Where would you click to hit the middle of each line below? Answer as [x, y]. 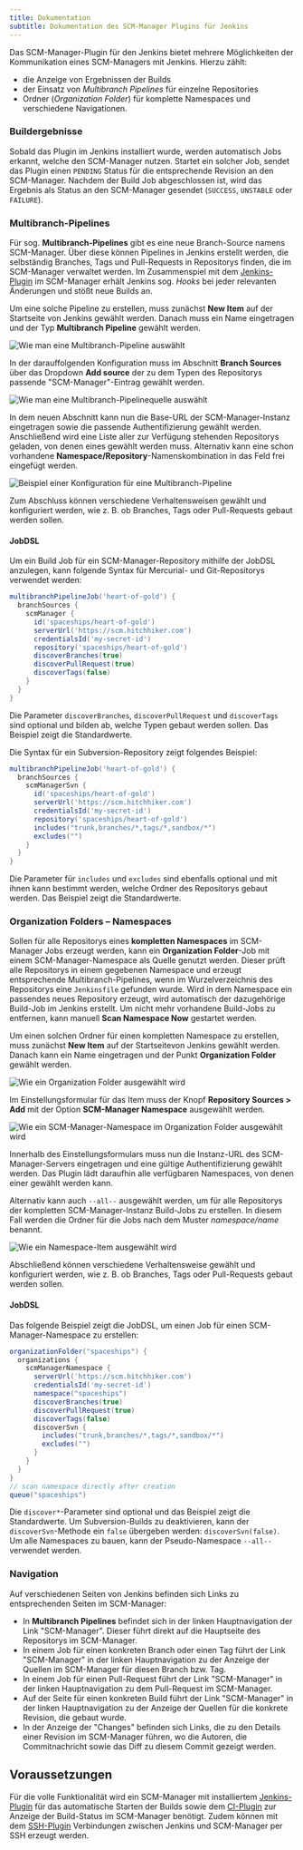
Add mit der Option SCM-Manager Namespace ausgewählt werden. [137, 1110]
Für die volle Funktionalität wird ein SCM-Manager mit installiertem [133, 1796]
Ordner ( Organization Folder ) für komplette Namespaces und [137, 98]
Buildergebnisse [46, 131]
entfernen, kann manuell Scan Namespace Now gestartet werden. [133, 1018]
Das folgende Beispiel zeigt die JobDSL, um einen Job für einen [128, 1325]
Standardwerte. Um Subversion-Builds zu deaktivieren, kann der [129, 1522]
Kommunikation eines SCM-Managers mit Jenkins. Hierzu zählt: [128, 62]
